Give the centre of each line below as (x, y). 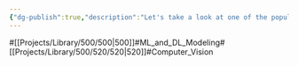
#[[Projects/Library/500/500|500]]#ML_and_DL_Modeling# (117, 42)
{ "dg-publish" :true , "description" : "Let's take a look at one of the (138, 17)
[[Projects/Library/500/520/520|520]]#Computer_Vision (111, 51)
